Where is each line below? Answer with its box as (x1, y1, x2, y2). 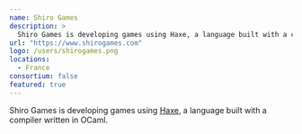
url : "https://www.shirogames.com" (9, 38, 143, 48)
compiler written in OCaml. (9, 114, 109, 125)
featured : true (9, 80, 67, 89)
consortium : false (9, 72, 78, 81)
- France (17, 64, 50, 73)
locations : (9, 55, 50, 64)
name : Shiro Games (9, 13, 78, 22)
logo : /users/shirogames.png (9, 47, 119, 56)
